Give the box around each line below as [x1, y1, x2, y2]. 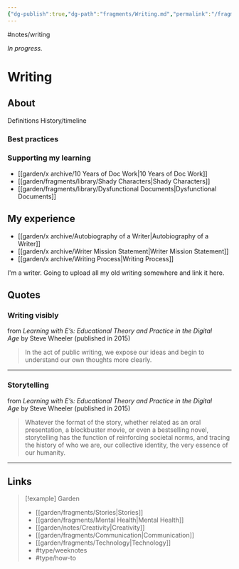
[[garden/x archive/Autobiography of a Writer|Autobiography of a [17, 231, 209, 240]
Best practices [7, 134, 59, 143]
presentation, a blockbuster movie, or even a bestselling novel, [24, 426, 209, 434]
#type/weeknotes [35, 546, 87, 555]
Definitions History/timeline [7, 116, 87, 125]
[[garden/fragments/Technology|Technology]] [35, 538, 171, 547]
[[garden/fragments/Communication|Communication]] [35, 531, 194, 540]
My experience [7, 213, 76, 225]
